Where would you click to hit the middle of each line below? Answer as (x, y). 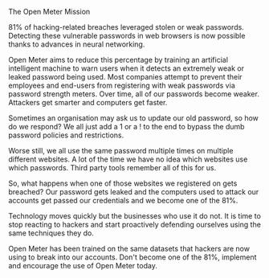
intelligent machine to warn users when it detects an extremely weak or (126, 68)
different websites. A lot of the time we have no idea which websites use (128, 159)
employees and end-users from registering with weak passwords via (122, 85)
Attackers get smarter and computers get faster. (88, 102)
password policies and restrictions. (66, 135)
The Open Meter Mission (49, 12)
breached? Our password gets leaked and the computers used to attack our (134, 192)
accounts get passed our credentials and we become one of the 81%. (123, 200)
